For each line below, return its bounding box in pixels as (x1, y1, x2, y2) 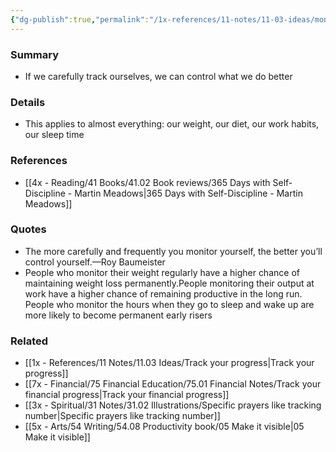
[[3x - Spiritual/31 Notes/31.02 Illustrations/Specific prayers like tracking (24, 399, 322, 411)
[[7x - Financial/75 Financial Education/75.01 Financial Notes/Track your (24, 378, 322, 390)
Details (10, 95, 46, 109)
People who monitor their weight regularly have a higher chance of (24, 266, 300, 278)
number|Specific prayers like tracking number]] (24, 410, 221, 422)
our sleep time (24, 129, 85, 141)
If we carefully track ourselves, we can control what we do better (24, 70, 293, 82)
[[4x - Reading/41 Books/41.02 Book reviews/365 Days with (24, 176, 271, 188)
